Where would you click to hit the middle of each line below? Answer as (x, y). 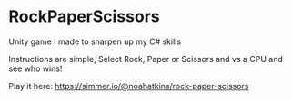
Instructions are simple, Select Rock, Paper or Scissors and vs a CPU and (146, 59)
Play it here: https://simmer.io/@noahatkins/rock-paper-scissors (129, 86)
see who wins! (35, 68)
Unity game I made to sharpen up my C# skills (95, 41)
